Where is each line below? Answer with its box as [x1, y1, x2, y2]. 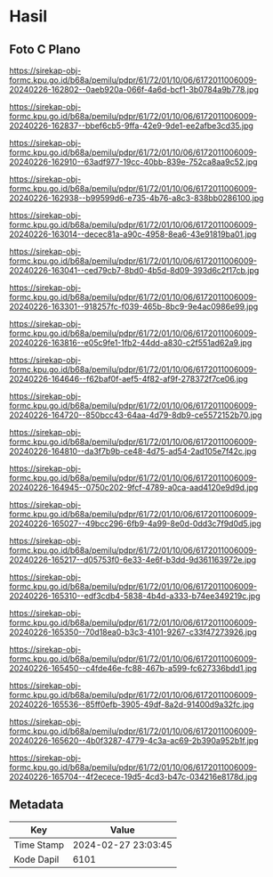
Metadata [9, 797, 64, 812]
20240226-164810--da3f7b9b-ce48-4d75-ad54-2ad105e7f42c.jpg [9, 446, 257, 456]
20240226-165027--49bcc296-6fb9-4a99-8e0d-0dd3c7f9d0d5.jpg [9, 518, 262, 529]
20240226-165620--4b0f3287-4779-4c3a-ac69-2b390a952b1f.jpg [9, 735, 259, 745]
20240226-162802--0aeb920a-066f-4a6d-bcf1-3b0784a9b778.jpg [9, 85, 260, 94]
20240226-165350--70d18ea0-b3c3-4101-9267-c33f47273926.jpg [9, 627, 258, 637]
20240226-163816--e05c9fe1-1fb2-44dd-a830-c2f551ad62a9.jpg [9, 337, 253, 348]
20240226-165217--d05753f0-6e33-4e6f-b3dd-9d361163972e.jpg [9, 555, 256, 564]
